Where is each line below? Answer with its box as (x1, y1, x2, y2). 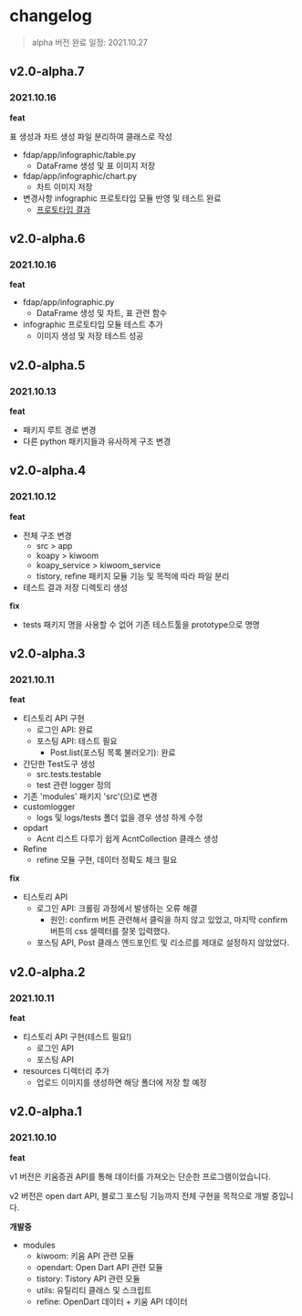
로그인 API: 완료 (36, 724, 94, 735)
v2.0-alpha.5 (9, 357, 86, 373)
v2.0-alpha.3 (9, 646, 86, 662)
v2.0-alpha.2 (9, 964, 86, 980)
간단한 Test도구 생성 (22, 759, 96, 770)
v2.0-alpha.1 (9, 1104, 82, 1120)
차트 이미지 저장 (36, 181, 93, 192)
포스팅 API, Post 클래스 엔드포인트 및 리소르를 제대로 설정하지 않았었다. (36, 937, 290, 948)
